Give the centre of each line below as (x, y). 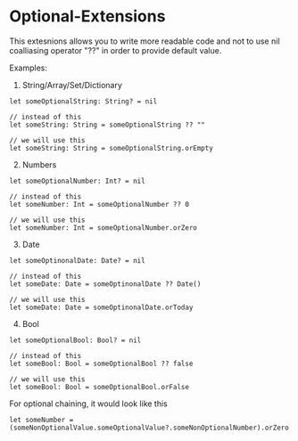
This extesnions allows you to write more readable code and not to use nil (145, 41)
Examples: (28, 68)
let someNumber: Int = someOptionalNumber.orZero (103, 228)
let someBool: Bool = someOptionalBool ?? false (101, 363)
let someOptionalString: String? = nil (83, 101)
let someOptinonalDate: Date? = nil (77, 260)
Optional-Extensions (87, 16)
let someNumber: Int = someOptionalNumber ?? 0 (99, 204)
